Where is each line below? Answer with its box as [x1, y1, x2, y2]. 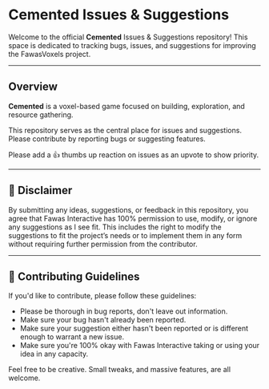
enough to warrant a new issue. [19, 332, 125, 342]
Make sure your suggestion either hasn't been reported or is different [19, 323, 249, 334]
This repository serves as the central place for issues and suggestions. [8, 125, 243, 135]
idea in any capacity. [19, 349, 89, 359]
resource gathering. [8, 110, 74, 120]
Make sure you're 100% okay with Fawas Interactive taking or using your [19, 341, 260, 351]
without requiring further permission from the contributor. [8, 239, 198, 249]
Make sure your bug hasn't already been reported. [19, 315, 187, 325]
